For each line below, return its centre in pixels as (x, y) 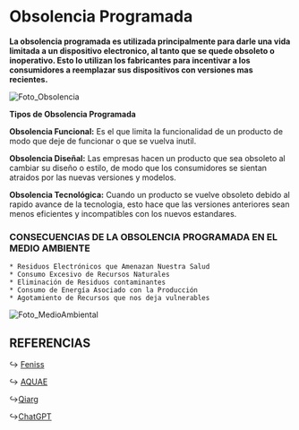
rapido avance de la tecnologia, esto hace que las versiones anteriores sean (149, 204)
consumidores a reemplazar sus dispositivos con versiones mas (131, 70)
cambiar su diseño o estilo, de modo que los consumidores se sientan (138, 168)
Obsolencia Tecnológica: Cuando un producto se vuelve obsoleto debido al (150, 194)
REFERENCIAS (50, 343)
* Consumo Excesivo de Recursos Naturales (90, 275)
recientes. (29, 79)
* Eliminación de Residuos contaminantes (88, 283)
